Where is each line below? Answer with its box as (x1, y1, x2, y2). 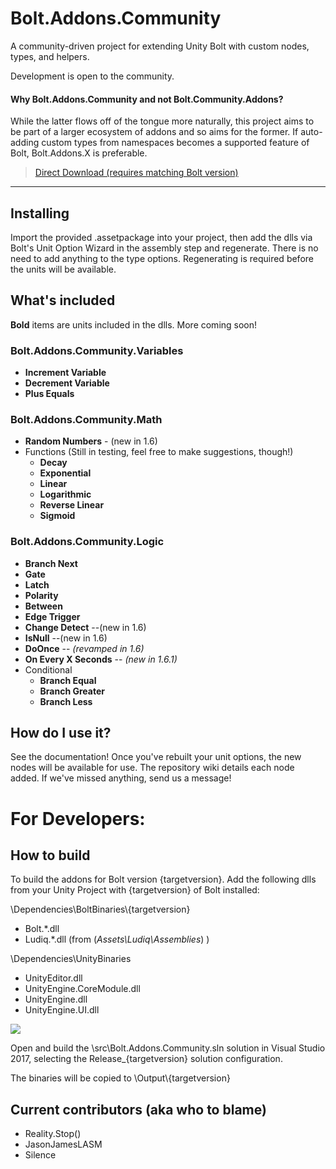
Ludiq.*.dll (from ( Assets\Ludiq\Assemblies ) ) (24, 933, 210, 946)
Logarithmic (39, 488, 92, 501)
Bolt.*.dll (24, 923, 60, 935)
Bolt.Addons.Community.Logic (10, 535, 165, 549)
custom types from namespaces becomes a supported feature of (41, 137, 310, 149)
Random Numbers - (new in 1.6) (24, 435, 158, 447)
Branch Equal (39, 674, 97, 686)
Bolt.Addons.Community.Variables (10, 343, 184, 357)
